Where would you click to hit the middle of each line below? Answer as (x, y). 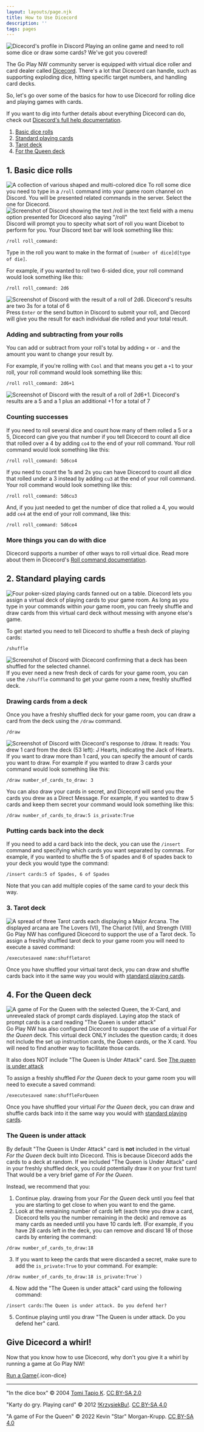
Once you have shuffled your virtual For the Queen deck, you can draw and (100, 1107)
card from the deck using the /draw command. (64, 721)
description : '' (27, 23)
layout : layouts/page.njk (39, 12)
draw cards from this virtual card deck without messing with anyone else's (99, 613)
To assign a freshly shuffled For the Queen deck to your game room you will (101, 1078)
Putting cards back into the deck (55, 830)
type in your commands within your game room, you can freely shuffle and (100, 606)
